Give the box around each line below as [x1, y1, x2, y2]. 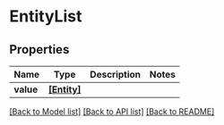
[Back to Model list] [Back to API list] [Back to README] [9, 106, 215, 117]
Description [89, 69, 142, 80]
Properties [9, 42, 70, 57]
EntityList [9, 6, 82, 27]
